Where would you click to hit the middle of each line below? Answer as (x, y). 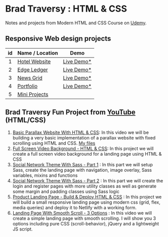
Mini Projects (33, 94)
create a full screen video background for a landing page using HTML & (87, 154)
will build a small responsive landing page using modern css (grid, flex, (87, 202)
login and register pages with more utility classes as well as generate (85, 186)
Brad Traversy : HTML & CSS (66, 9)
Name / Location (38, 53)
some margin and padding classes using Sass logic (66, 191)
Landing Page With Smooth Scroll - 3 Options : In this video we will (82, 213)
